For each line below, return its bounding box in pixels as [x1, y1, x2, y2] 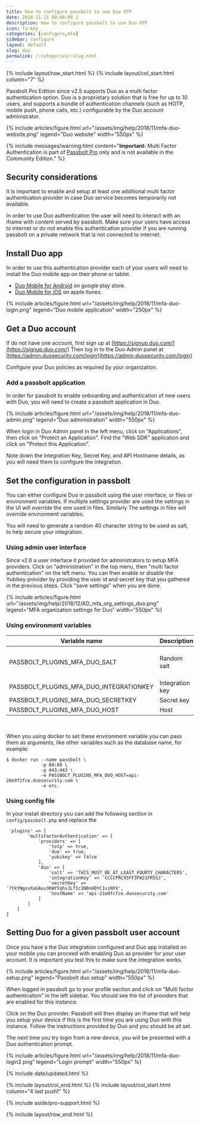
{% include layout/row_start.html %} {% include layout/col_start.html [6, 69, 174, 76]
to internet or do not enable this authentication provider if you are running [6, 225, 187, 232]
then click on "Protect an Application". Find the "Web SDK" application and [6, 434, 189, 441]
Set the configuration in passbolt [6, 475, 131, 486]
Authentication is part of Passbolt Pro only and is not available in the [6, 148, 174, 156]
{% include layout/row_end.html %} [6, 1110, 93, 1118]
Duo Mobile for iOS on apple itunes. [14, 289, 102, 296]
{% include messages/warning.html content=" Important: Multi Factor [6, 142, 177, 149]
